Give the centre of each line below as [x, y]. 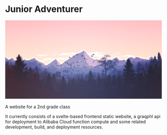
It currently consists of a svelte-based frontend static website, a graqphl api [83, 116]
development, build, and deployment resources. [54, 127]
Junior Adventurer [44, 9]
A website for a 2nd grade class [38, 107]
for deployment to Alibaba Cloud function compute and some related [76, 122]
